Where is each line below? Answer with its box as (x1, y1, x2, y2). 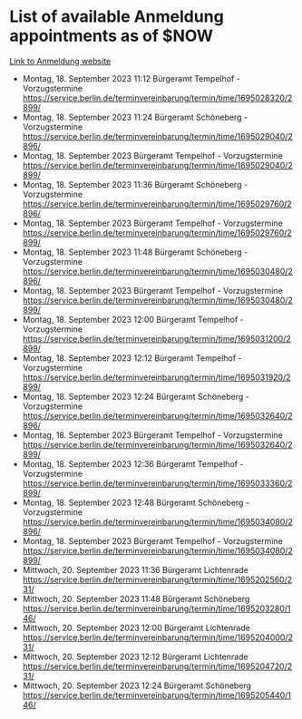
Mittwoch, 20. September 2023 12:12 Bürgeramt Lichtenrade (22, 651, 248, 662)
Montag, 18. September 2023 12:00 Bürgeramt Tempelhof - (22, 314, 244, 325)
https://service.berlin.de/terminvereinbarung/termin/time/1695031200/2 (22, 333, 292, 344)
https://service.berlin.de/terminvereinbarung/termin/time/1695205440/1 (22, 689, 292, 700)
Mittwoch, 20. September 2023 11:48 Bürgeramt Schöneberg (22, 593, 250, 604)
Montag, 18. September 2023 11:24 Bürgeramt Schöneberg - (22, 112, 248, 122)
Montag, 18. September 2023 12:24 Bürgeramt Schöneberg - (22, 391, 249, 402)
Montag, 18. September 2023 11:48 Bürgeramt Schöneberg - (22, 247, 248, 257)
